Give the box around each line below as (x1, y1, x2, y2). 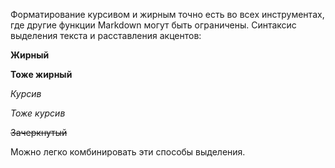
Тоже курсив (10, 107, 66, 119)
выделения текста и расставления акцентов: (10, 30, 202, 41)
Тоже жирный (10, 69, 73, 80)
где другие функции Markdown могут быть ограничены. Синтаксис (10, 19, 297, 31)
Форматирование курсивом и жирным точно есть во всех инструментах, (10, 9, 325, 20)
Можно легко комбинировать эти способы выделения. (10, 146, 246, 158)
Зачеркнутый (10, 127, 68, 138)
